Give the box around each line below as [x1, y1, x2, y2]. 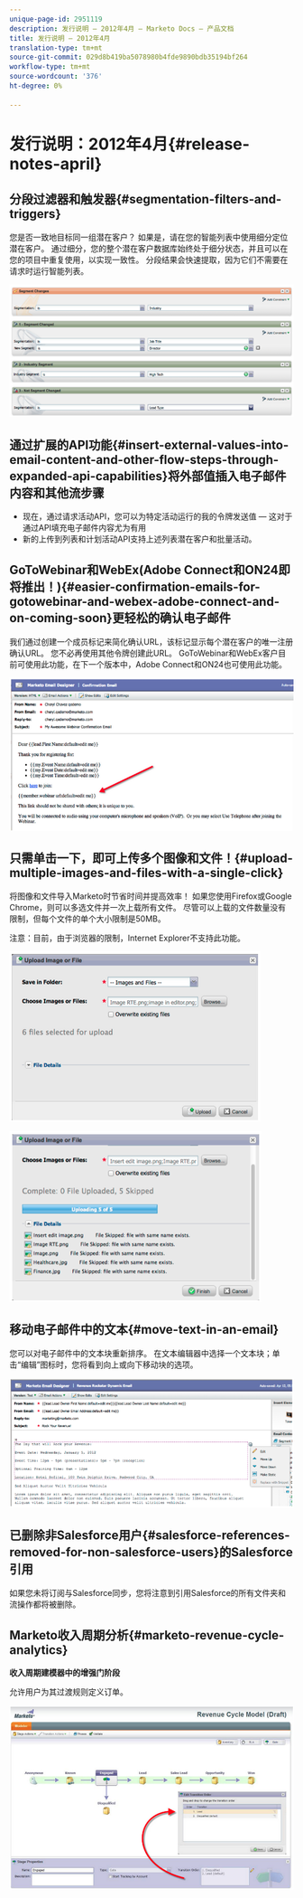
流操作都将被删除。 [9, 1599, 81, 1610]
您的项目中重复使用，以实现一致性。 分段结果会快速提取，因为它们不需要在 [9, 254, 289, 265]
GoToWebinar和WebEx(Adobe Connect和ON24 [9, 562, 279, 578]
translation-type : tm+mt [9, 43, 103, 52]
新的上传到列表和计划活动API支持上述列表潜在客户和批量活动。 [22, 534, 257, 544]
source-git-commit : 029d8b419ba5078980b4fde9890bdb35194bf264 [9, 52, 248, 62]
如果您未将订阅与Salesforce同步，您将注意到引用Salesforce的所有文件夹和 [9, 1587, 287, 1598]
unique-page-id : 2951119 [9, 14, 103, 24]
